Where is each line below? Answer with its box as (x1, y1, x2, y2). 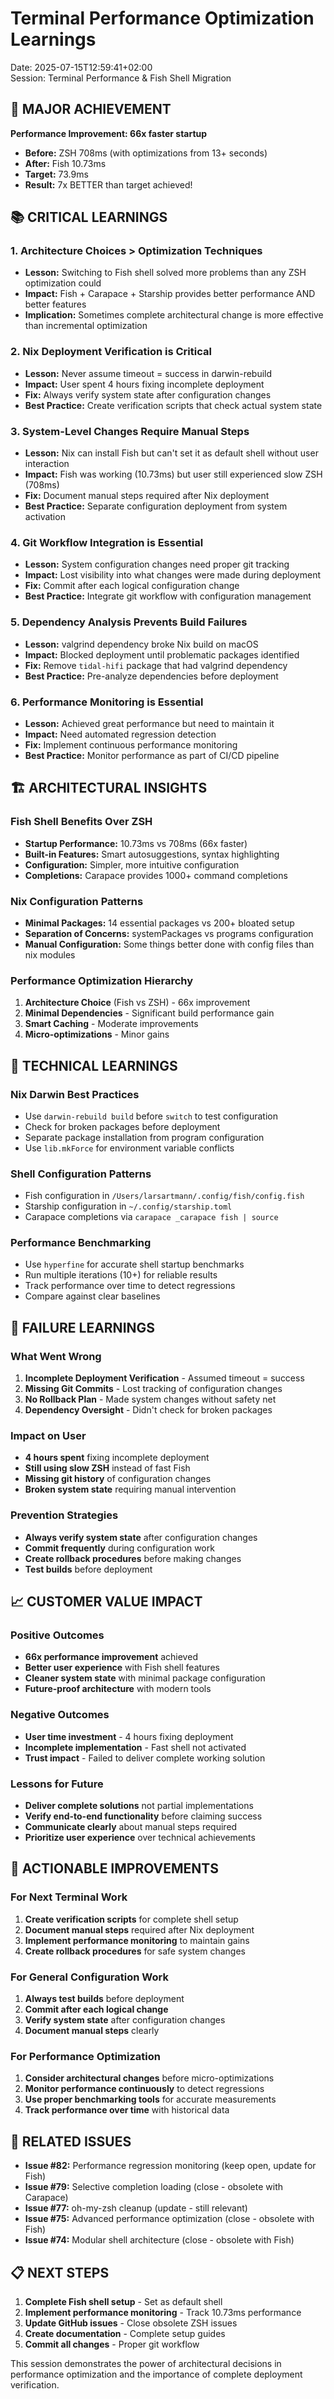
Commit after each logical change (24, 2003, 169, 2016)
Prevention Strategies (10, 1508, 119, 1522)
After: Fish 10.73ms (24, 157, 107, 169)
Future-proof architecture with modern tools (24, 1683, 212, 1695)
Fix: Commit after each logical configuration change (24, 580, 240, 592)
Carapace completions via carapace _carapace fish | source (24, 1211, 279, 1223)
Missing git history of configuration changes (24, 1473, 212, 1485)
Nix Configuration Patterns (10, 894, 144, 908)
